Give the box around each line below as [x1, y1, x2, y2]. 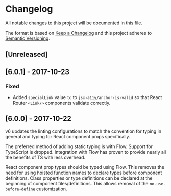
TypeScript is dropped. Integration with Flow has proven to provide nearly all [5, 149, 166, 155]
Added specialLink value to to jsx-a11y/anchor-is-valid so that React [12, 94, 162, 101]
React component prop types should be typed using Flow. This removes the [5, 164, 165, 170]
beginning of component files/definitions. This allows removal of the [5, 180, 149, 186]
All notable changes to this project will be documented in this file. [5, 20, 143, 26]
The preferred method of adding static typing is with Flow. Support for [5, 143, 153, 150]
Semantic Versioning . [5, 35, 50, 41]
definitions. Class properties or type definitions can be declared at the [5, 175, 153, 181]
